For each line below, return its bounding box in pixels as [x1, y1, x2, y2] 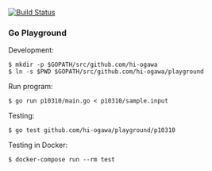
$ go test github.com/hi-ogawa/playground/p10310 [8, 126, 176, 134]
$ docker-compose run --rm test [8, 156, 115, 164]
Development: [8, 45, 54, 55]
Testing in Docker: [8, 140, 68, 150]
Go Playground [8, 27, 67, 38]
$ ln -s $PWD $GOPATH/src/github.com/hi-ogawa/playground [8, 68, 204, 76]
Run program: [8, 82, 53, 91]
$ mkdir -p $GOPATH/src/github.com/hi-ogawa [8, 60, 158, 69]
